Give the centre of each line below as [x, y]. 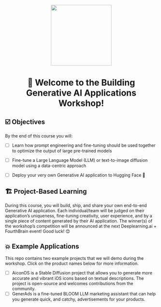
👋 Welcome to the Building [81, 83]
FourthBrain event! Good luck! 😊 [37, 231]
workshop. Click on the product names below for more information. [72, 263]
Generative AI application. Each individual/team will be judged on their [75, 211]
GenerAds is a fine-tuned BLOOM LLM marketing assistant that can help [84, 293]
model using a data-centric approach [49, 166]
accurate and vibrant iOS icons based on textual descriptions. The [78, 278]
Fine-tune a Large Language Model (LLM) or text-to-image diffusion [80, 160]
